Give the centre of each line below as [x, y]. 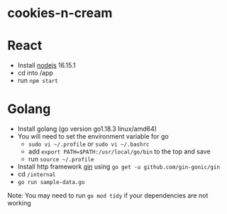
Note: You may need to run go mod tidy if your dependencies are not [108, 196]
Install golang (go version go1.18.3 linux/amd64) [87, 129]
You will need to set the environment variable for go [93, 137]
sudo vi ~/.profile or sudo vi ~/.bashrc [89, 144]
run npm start [38, 80]
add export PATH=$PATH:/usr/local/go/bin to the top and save [119, 151]
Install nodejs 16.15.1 [46, 65]
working [20, 203]
